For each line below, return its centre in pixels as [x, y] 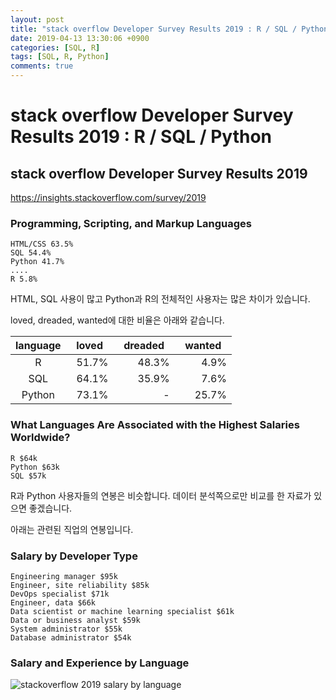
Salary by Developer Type [74, 556]
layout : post [37, 19]
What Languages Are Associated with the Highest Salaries [155, 425]
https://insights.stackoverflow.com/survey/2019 [108, 197]
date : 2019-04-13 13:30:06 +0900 [80, 38]
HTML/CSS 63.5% [42, 244]
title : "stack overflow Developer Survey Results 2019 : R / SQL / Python [169, 29]
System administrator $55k [66, 629]
